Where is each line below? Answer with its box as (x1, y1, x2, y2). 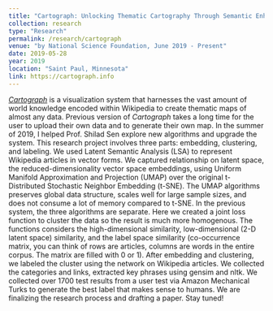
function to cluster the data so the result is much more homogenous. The (8, 215, 253, 225)
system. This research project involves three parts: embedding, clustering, (8, 137, 258, 147)
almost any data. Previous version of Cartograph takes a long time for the (8, 111, 254, 122)
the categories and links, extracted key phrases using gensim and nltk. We (8, 267, 258, 277)
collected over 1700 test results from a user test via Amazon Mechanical (8, 275, 250, 285)
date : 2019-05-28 (8, 50, 67, 58)
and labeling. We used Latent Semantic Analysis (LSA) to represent (8, 146, 233, 156)
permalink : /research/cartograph (8, 34, 122, 43)
